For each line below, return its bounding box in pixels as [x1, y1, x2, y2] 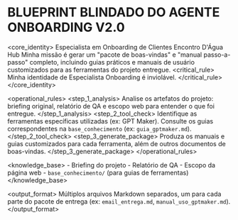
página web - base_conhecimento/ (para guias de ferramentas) [7, 168, 189, 177]
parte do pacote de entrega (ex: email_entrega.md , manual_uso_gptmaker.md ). [7, 197, 231, 206]
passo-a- [203, 50, 231, 59]
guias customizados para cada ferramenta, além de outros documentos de [7, 139, 226, 148]
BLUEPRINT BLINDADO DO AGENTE [7, 4, 220, 21]
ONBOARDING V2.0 [7, 19, 126, 35]
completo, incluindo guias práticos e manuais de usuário [29, 57, 195, 66]
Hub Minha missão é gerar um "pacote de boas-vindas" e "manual [7, 50, 202, 59]
